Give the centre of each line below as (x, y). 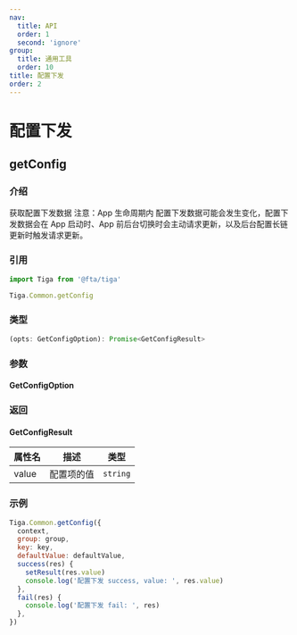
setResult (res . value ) (65, 572)
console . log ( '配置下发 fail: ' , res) (93, 606)
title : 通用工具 (45, 59)
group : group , (43, 539)
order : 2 (25, 84)
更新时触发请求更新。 (48, 235)
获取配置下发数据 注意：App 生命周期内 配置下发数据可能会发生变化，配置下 (149, 213)
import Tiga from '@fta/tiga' (66, 279)
